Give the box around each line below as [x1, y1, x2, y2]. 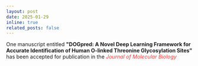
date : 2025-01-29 [6, 14, 49, 20]
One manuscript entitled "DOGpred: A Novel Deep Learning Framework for [6, 41, 191, 48]
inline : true [6, 19, 38, 25]
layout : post [6, 8, 38, 15]
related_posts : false [6, 25, 60, 31]
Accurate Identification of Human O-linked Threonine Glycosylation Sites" [6, 47, 193, 54]
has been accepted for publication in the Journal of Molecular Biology [6, 53, 177, 60]
